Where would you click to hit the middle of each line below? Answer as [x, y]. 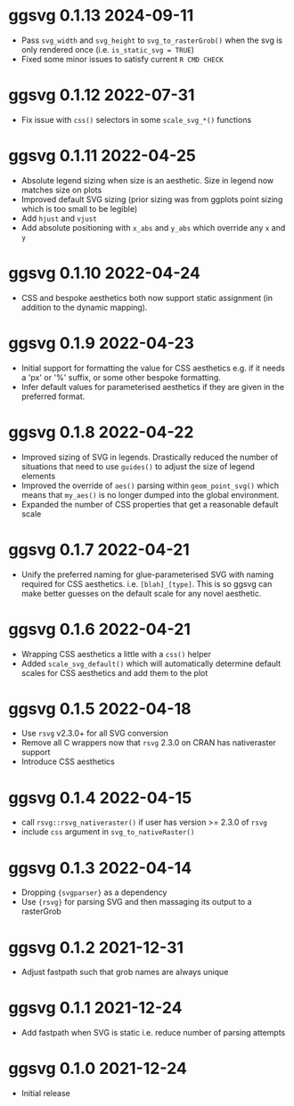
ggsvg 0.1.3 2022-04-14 [100, 868]
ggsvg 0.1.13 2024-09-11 [101, 16]
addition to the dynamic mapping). [84, 307]
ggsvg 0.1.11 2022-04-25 [102, 156]
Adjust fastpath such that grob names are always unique [125, 972]
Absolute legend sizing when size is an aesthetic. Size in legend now [147, 180]
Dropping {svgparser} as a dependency [94, 892]
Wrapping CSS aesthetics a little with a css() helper [116, 654]
